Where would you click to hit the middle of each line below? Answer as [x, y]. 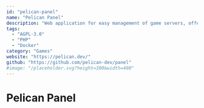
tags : [13, 29]
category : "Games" [29, 51]
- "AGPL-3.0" [28, 34]
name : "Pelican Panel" [35, 17]
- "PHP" [22, 40]
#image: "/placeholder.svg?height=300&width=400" [70, 68]
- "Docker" [25, 46]
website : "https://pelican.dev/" [49, 57]
